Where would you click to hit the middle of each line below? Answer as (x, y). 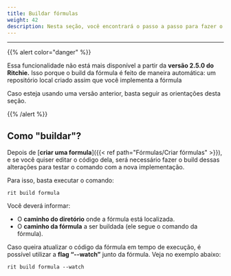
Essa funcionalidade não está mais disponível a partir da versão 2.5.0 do (111, 65)
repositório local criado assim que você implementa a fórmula (95, 81)
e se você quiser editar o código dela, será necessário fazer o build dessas (113, 160)
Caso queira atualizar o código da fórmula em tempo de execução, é (104, 247)
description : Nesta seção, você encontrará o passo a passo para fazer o (115, 26)
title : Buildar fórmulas (43, 13)
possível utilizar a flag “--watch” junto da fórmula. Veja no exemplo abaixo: (114, 255)
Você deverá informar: (39, 206)
